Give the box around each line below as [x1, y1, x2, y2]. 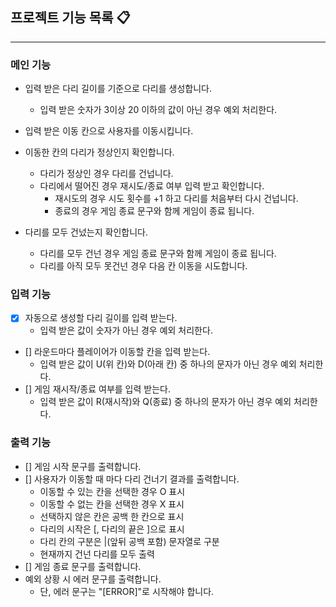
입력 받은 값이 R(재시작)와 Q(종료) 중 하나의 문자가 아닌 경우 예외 [39, 396, 292, 408]
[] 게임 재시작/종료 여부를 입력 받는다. [24, 383, 171, 395]
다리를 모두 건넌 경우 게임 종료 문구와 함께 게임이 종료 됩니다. [39, 248, 277, 260]
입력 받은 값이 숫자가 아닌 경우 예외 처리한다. [39, 324, 213, 337]
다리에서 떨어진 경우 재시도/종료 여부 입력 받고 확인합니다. [39, 180, 265, 192]
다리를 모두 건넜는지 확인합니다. [24, 226, 148, 238]
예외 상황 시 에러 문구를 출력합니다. [24, 573, 162, 585]
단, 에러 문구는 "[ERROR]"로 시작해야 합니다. [39, 585, 215, 597]
